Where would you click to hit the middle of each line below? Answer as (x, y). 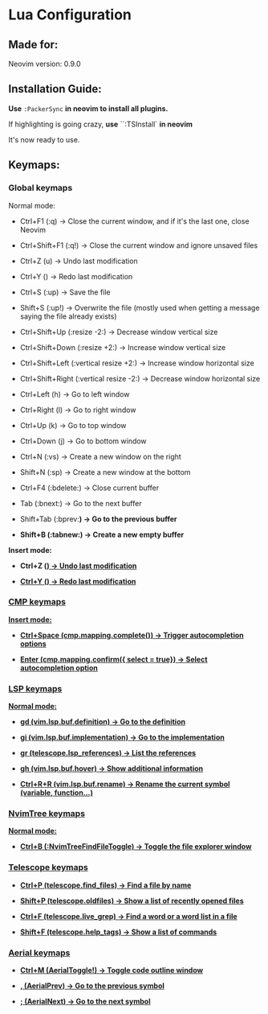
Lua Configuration (70, 15)
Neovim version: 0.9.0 (45, 64)
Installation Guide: (55, 89)
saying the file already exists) (69, 316)
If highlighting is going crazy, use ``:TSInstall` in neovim (101, 124)
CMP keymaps (37, 602)
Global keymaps (41, 188)
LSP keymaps (35, 688)
